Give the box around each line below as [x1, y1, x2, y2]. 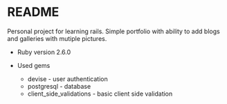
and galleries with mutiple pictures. [7, 34, 107, 42]
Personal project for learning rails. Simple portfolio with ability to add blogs [7, 27, 220, 35]
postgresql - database [27, 82, 91, 90]
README [7, 4, 60, 20]
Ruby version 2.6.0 [17, 48, 71, 56]
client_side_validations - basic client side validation [27, 89, 173, 98]
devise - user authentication [27, 74, 109, 83]
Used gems [17, 61, 51, 69]
